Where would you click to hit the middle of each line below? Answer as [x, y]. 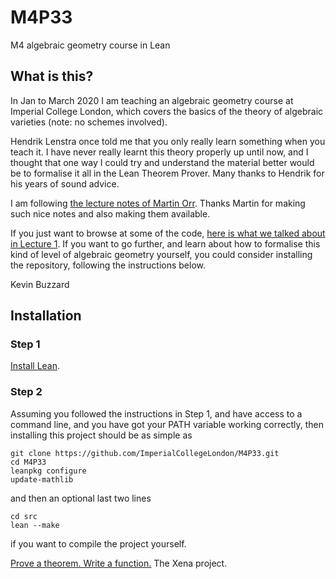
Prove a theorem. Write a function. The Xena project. [119, 563]
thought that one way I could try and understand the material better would [162, 162]
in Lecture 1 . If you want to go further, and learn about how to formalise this [165, 243]
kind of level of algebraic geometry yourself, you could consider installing [161, 254]
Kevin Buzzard [40, 284]
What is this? [52, 76]
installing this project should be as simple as [101, 435]
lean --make [35, 525]
